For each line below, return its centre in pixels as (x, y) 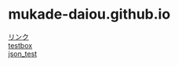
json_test (23, 54)
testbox (20, 45)
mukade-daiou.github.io (89, 14)
